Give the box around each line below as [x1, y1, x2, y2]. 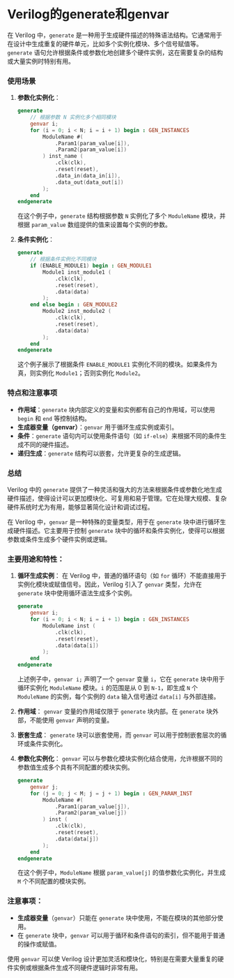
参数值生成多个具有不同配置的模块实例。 [17, 763, 134, 771]
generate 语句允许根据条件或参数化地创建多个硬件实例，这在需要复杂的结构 [7, 48, 224, 57]
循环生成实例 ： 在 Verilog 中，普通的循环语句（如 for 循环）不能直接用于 [17, 571, 227, 580]
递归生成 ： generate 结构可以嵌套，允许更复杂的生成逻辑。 [17, 448, 185, 458]
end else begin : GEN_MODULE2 [30, 301, 118, 308]
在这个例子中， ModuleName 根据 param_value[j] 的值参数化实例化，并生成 [17, 868, 226, 877]
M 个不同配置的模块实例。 [17, 877, 90, 886]
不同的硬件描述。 [23, 440, 73, 448]
